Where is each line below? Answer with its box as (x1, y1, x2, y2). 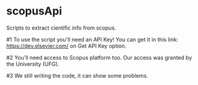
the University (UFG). (6, 60, 60, 68)
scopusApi (6, 4, 63, 18)
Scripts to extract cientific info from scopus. (6, 24, 117, 31)
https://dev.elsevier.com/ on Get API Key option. (6, 42, 126, 49)
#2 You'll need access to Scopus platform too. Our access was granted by (6, 54, 193, 61)
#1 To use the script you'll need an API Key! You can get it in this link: (6, 36, 179, 43)
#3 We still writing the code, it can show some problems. (6, 72, 149, 79)
